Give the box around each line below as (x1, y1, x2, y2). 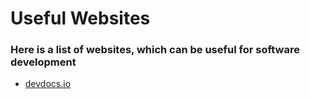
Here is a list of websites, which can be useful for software (10, 43, 300, 57)
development (10, 55, 77, 69)
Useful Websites (10, 7, 151, 30)
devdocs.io (24, 78, 72, 90)
